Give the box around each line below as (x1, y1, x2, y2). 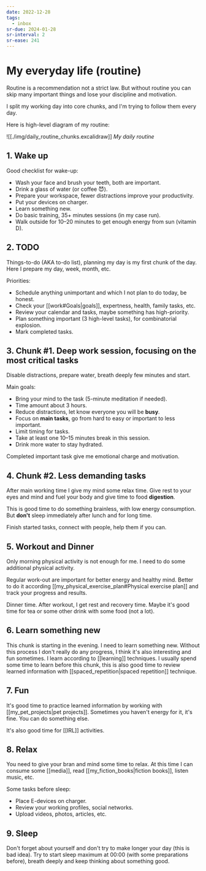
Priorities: (6, 277, 31, 284)
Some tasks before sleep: (6, 786, 71, 793)
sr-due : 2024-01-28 (6, 26, 56, 33)
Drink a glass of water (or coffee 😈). (15, 185, 108, 193)
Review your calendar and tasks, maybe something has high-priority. (15, 308, 189, 316)
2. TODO (6, 242, 40, 253)
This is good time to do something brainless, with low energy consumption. (6, 505, 196, 513)
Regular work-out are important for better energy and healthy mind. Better (6, 576, 194, 583)
